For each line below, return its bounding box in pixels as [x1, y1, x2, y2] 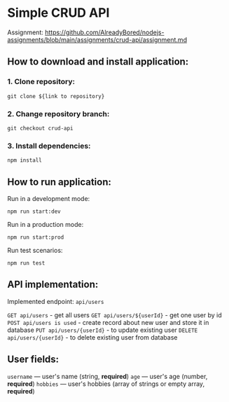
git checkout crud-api [7, 125, 74, 132]
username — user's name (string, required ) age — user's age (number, [7, 372, 208, 380]
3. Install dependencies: [7, 141, 91, 151]
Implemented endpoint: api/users [7, 297, 104, 305]
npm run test [7, 260, 46, 267]
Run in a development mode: [7, 195, 90, 203]
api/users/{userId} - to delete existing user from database [7, 333, 178, 341]
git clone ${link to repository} [7, 92, 105, 99]
